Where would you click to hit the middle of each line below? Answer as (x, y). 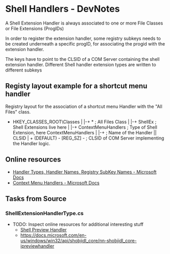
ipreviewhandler (37, 246)
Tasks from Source (36, 199)
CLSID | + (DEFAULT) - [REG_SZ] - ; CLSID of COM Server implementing (88, 138)
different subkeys (24, 70)
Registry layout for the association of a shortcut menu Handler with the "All (84, 106)
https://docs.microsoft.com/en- (53, 235)
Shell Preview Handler (44, 230)
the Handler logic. (31, 143)
